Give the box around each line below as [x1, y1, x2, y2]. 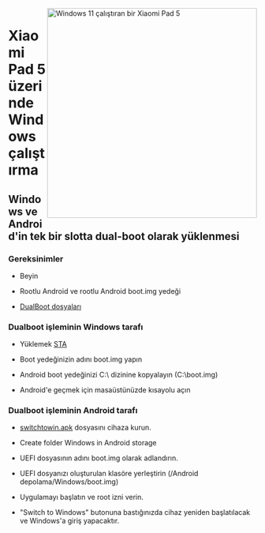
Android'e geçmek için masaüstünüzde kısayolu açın [19, 385, 191, 395]
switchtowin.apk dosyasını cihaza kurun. [19, 422, 151, 433]
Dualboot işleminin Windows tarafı [8, 321, 144, 332]
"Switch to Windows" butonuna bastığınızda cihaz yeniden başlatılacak [19, 508, 251, 517]
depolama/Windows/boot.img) [19, 477, 119, 486]
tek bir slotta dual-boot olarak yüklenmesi [30, 229, 240, 243]
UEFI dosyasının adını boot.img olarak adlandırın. [19, 453, 179, 463]
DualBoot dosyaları [19, 302, 81, 311]
